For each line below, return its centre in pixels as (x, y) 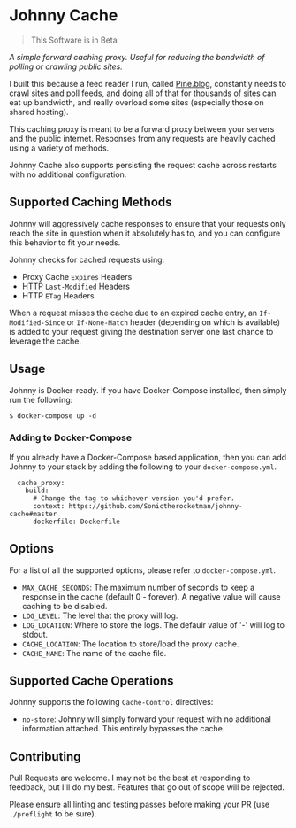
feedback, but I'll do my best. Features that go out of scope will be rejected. (147, 787)
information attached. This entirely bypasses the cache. (123, 729)
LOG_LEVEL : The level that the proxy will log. (100, 615)
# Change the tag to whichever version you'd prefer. (134, 498)
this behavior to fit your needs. (65, 242)
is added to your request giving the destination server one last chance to (141, 331)
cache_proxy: (41, 483)
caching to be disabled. (65, 606)
